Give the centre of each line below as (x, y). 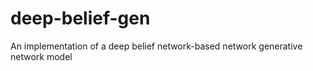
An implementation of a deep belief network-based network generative (156, 46)
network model (41, 56)
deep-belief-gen (80, 18)
